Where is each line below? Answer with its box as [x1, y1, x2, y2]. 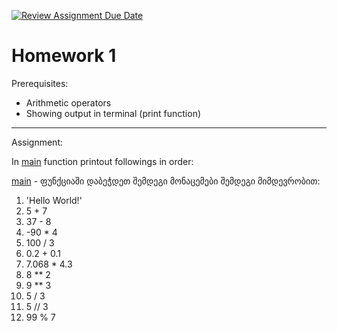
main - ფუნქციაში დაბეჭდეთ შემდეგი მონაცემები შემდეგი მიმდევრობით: [11, 175, 321, 187]
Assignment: [11, 136, 63, 148]
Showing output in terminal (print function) [25, 107, 202, 119]
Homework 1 [11, 45, 117, 67]
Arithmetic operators [25, 96, 112, 109]
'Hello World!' [25, 194, 83, 206]
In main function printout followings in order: [11, 155, 194, 167]
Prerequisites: [11, 77, 69, 89]
